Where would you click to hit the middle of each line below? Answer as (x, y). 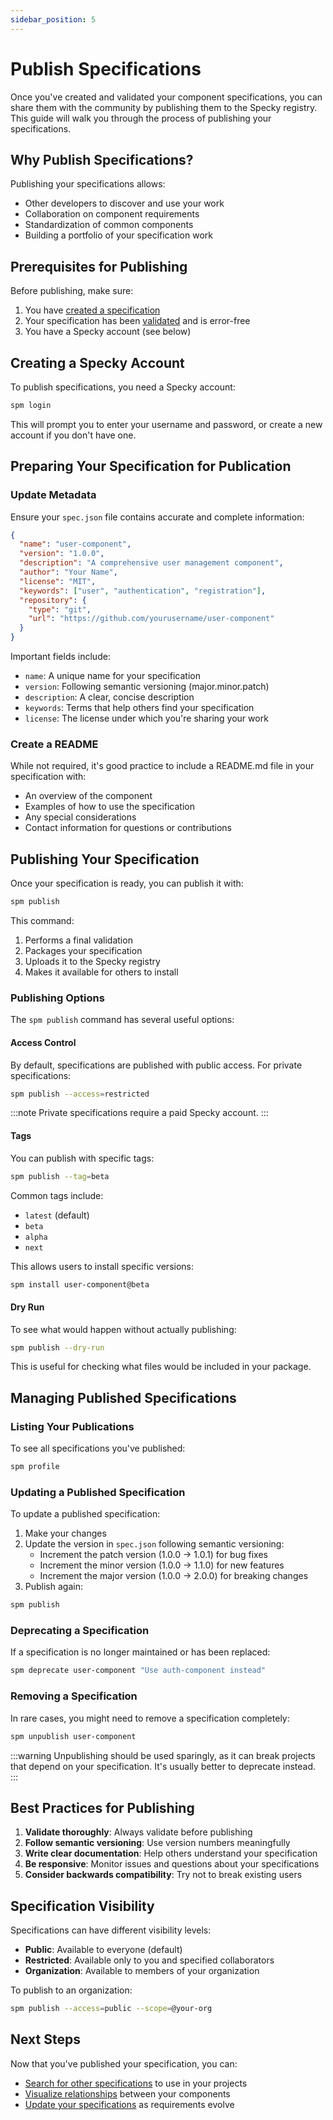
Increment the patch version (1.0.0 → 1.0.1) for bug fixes (153, 1555)
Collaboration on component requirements (112, 214)
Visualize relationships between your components (127, 2093)
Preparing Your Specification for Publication (151, 466)
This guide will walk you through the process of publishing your (141, 118)
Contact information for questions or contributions (128, 828)
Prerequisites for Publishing (99, 266)
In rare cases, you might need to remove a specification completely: (150, 1718)
